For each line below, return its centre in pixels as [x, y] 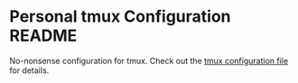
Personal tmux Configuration [120, 17]
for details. [29, 70]
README [43, 36]
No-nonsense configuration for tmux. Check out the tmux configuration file [149, 60]
